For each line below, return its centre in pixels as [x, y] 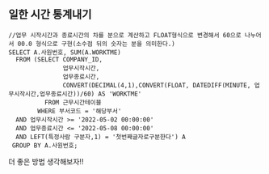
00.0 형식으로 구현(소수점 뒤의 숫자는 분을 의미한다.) [96, 44]
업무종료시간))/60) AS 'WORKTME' [90, 94]
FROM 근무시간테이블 [73, 102]
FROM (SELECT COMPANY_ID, [59, 59]
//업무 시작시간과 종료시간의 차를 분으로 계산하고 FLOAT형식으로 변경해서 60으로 [125, 35]
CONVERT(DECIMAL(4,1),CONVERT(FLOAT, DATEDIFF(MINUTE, [157, 85]
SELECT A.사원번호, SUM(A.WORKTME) [65, 52]
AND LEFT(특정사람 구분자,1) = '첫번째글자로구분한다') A [101, 137]
